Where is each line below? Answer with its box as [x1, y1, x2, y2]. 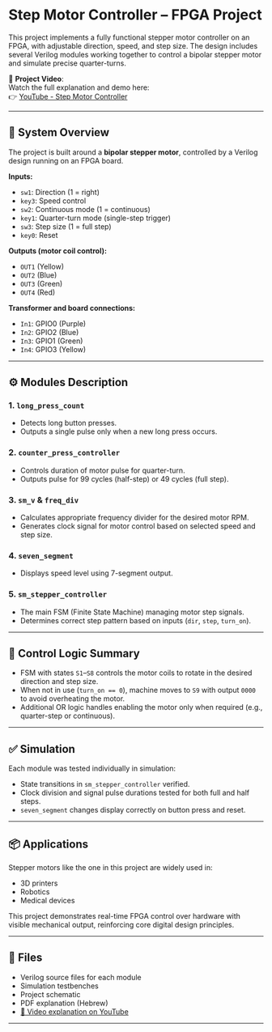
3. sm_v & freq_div [8, 494, 79, 505]
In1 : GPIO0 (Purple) [19, 318, 87, 329]
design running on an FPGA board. [8, 155, 124, 165]
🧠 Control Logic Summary [8, 647, 140, 660]
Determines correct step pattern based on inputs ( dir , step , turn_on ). [19, 615, 252, 625]
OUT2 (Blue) [19, 270, 57, 280]
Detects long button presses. [19, 418, 117, 428]
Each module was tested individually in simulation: [8, 763, 176, 774]
